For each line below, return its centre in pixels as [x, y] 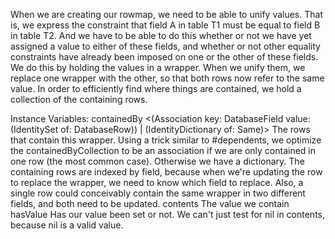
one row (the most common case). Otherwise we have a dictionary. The [157, 161]
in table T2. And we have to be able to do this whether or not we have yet [161, 35]
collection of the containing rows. [79, 99]
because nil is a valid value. [67, 225]
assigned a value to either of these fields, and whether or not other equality [165, 46]
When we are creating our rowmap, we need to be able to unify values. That [166, 14]
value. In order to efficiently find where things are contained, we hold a [156, 88]
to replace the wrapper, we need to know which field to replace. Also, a [157, 182]
